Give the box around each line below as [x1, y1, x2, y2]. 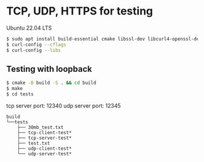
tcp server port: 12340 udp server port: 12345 [6, 102, 121, 109]
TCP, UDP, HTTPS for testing [6, 4, 153, 18]
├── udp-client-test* [17, 146, 72, 152]
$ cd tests [6, 91, 34, 97]
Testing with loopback [6, 63, 92, 74]
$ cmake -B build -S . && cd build [6, 80, 97, 86]
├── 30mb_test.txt [17, 125, 64, 131]
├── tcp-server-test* [17, 135, 72, 141]
